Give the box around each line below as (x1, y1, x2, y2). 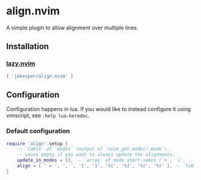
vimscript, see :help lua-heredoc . (6, 112, 90, 119)
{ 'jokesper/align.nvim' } (6, 73, 74, 79)
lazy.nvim (6, 59, 36, 68)
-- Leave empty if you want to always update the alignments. (17, 152, 175, 158)
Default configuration (6, 127, 70, 136)
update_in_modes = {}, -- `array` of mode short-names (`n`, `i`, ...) (17, 157, 199, 163)
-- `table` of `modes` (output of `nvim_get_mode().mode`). (17, 146, 170, 152)
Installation (6, 41, 49, 52)
